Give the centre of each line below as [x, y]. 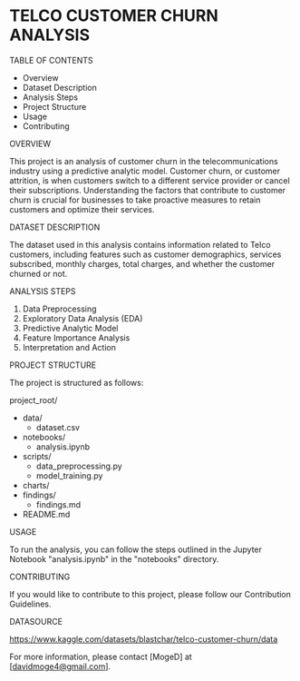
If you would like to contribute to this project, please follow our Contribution [150, 594]
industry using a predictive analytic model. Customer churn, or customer [145, 171]
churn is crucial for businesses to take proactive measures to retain [135, 200]
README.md [46, 514]
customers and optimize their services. [82, 209]
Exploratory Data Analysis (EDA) [82, 318]
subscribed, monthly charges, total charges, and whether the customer [142, 263]
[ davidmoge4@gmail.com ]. [60, 666]
